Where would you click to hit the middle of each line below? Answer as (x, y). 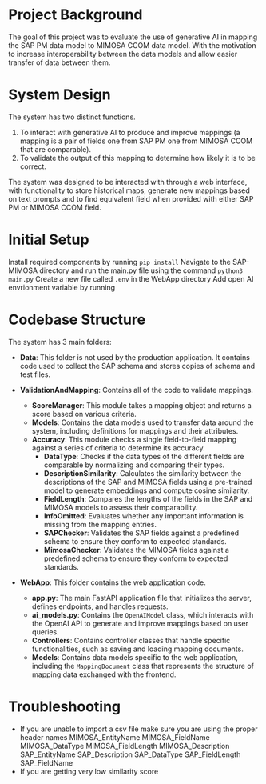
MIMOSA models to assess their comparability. (121, 507)
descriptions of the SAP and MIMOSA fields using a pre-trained (148, 482)
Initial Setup (49, 240)
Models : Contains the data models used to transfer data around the (143, 422)
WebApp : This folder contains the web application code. (113, 582)
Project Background (75, 15)
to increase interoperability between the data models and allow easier (123, 54)
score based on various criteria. (84, 414)
